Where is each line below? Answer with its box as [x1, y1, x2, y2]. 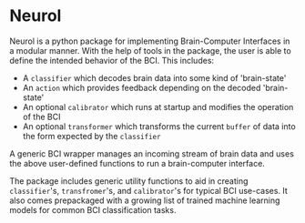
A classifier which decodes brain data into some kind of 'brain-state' [22, 72, 287, 83]
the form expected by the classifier [22, 130, 161, 141]
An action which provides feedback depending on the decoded [22, 82, 261, 93]
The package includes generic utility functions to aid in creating [9, 175, 249, 187]
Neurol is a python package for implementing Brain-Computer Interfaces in [9, 35, 290, 46]
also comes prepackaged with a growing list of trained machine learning [9, 195, 280, 206]
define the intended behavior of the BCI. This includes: [9, 55, 215, 66]
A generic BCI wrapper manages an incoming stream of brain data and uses [9, 147, 294, 159]
